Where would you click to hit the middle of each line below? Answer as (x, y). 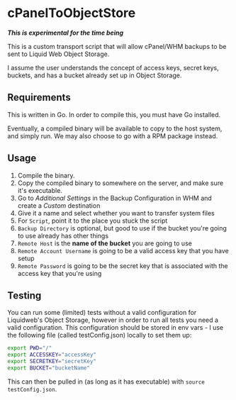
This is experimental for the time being (66, 33)
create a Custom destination (59, 205)
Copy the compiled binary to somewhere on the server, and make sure (120, 183)
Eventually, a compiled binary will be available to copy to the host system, (115, 128)
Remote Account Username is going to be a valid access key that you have (123, 250)
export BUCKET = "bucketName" (49, 368)
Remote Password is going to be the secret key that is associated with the (123, 266)
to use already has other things (63, 235)
